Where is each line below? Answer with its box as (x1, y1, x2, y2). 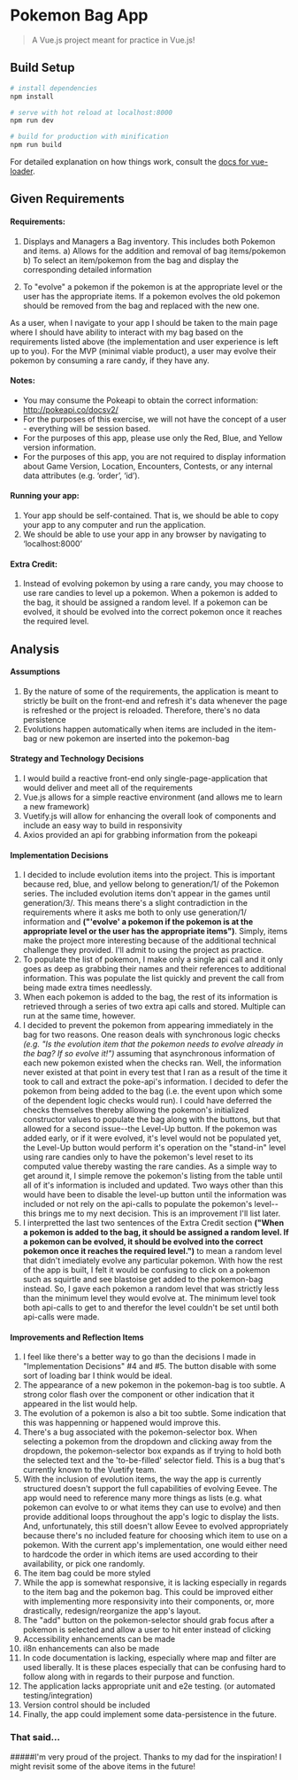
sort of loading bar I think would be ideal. (22, 1370, 173, 1381)
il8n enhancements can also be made (22, 1644, 160, 1654)
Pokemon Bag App (10, 5, 149, 26)
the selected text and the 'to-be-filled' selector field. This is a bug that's (22, 1455, 286, 1466)
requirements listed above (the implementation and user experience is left (10, 336, 279, 346)
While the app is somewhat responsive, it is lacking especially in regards (22, 1577, 287, 1588)
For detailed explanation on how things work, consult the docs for (10, 157, 249, 166)
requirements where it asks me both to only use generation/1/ (22, 907, 247, 917)
